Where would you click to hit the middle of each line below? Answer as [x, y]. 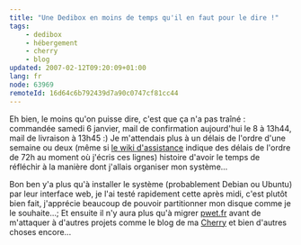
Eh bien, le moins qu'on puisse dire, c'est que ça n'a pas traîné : [128, 119]
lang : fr [26, 77]
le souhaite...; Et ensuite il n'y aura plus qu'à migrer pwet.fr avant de [135, 213]
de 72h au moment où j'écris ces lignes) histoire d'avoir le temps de [135, 157]
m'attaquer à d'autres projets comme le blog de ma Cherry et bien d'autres [148, 222]
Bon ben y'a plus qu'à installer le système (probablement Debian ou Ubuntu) [151, 184]
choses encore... [40, 231]
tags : [19, 26]
